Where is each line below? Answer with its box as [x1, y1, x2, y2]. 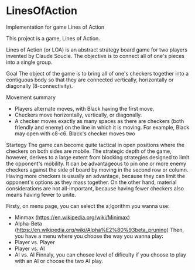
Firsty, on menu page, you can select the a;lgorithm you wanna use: [6, 202, 170, 209]
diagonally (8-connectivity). [6, 82, 73, 89]
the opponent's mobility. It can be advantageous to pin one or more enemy [6, 160, 186, 167]
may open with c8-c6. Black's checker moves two [14, 130, 136, 137]
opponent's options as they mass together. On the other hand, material [6, 179, 177, 186]
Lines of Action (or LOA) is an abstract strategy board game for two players [6, 46, 187, 53]
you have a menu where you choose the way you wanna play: [14, 233, 164, 240]
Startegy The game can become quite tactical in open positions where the [6, 141, 185, 148]
